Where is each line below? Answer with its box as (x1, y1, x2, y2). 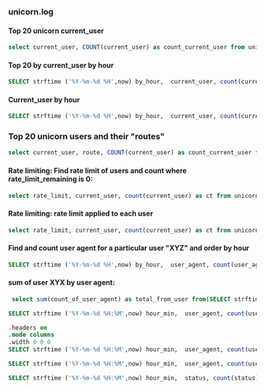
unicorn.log (8, 6, 54, 17)
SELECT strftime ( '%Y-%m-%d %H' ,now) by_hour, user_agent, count (8, 261, 231, 269)
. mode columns (8, 331, 55, 339)
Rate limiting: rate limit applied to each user (8, 209, 154, 218)
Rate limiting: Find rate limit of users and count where (8, 165, 187, 175)
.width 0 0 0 (8, 338, 51, 347)
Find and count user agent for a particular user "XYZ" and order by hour (8, 243, 250, 253)
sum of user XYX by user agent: (8, 278, 116, 288)
